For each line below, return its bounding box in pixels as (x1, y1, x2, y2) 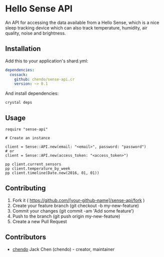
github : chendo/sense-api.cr (14, 77, 75, 82)
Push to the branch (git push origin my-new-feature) (12, 213, 120, 219)
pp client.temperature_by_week (5, 166, 70, 171)
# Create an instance (5, 136, 50, 141)
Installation (5, 44, 41, 53)
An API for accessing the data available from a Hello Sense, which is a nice (5, 19, 159, 25)
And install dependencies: (5, 90, 59, 96)
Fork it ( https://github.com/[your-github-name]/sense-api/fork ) (12, 197, 145, 203)
